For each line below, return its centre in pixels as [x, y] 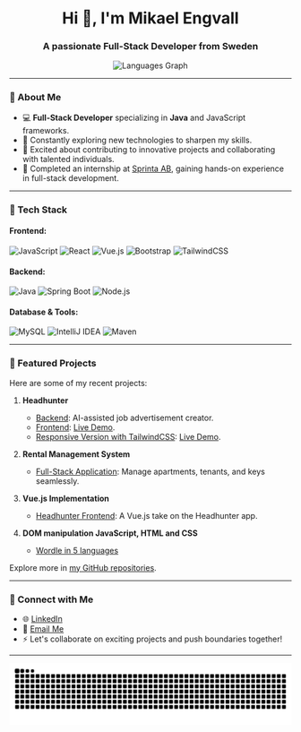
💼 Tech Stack [39, 210]
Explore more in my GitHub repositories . [83, 567]
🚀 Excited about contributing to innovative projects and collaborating [149, 149]
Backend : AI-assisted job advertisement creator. [125, 418]
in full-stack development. [70, 177]
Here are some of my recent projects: [78, 383]
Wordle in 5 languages [77, 550]
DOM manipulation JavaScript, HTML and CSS [110, 533]
